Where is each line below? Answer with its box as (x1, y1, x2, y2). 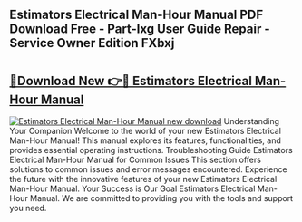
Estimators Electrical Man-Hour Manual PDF (9, 7, 264, 23)
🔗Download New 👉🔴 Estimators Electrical (9, 72, 252, 89)
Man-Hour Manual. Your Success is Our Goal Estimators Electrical (9, 183, 256, 194)
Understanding (223, 116, 279, 126)
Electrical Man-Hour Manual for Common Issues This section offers (9, 154, 261, 165)
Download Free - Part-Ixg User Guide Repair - (9, 22, 270, 37)
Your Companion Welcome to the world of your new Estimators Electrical (9, 126, 281, 136)
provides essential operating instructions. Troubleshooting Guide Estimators (9, 145, 293, 155)
